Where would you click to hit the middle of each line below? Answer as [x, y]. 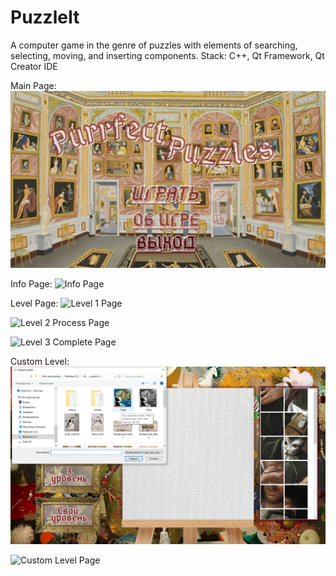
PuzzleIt [45, 17]
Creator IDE [34, 66]
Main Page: [33, 85]
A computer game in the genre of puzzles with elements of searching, [154, 45]
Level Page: [34, 303]
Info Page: [31, 284]
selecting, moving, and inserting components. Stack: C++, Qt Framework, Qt [167, 55]
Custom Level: [40, 362]
